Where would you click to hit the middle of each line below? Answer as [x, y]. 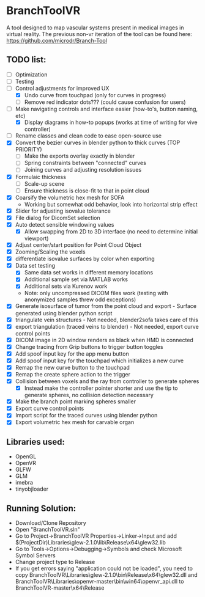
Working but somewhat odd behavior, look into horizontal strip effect [111, 204]
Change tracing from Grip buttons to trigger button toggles [89, 346]
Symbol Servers [35, 555]
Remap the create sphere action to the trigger [73, 374]
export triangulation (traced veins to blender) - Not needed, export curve [107, 326]
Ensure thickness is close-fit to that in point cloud [87, 191]
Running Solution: [41, 508]
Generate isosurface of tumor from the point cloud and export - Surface [106, 306]
